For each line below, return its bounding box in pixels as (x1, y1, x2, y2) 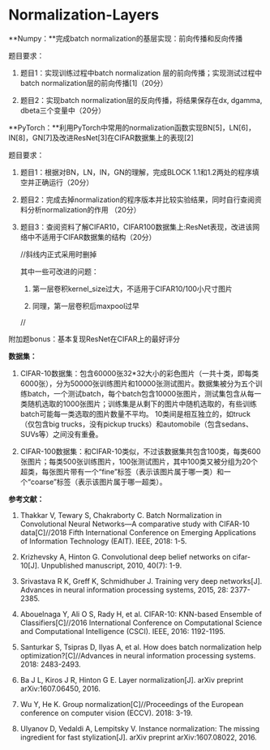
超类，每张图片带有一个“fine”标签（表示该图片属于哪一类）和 (19, 466, 225, 476)
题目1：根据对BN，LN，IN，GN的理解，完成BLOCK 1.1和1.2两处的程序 (19, 167, 253, 177)
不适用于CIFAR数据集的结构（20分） (34, 232, 156, 242)
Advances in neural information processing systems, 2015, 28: (19, 585, 229, 594)
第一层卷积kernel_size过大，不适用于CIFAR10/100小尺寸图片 (32, 284, 233, 294)
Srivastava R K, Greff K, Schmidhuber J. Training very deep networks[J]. (19, 576, 263, 585)
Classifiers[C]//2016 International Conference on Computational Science (19, 618, 263, 628)
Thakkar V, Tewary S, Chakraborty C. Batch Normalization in (19, 510, 222, 520)
